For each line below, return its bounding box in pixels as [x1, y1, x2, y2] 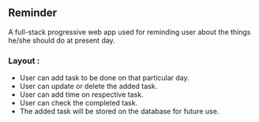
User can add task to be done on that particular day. [19, 73, 190, 83]
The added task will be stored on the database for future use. [19, 106, 220, 116]
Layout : [8, 55, 40, 66]
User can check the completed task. [19, 98, 138, 108]
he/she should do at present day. [8, 35, 116, 45]
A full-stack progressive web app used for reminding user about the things [8, 27, 251, 36]
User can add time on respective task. [19, 90, 144, 99]
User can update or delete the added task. [19, 82, 158, 91]
